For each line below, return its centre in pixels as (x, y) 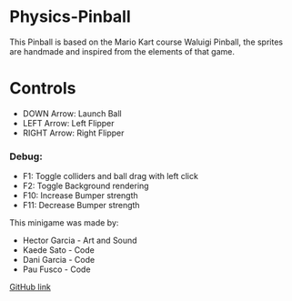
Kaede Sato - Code (59, 250)
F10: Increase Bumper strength (80, 196)
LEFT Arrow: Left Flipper (69, 123)
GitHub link (30, 287)
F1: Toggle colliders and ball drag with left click (110, 176)
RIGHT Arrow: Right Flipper (73, 133)
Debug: (26, 156)
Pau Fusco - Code (56, 269)
